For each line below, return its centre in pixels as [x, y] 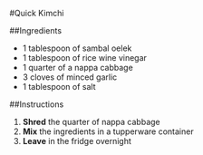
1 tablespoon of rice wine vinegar [85, 58]
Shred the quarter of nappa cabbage [91, 122]
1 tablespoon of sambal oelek [77, 48]
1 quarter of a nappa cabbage [77, 68]
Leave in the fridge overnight [77, 141]
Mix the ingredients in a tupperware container [108, 131]
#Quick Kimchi [37, 13]
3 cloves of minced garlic [70, 77]
